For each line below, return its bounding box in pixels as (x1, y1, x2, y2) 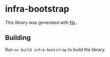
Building (5, 34, 31, 42)
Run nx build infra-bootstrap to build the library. (5, 46, 106, 52)
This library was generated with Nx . (5, 19, 77, 25)
